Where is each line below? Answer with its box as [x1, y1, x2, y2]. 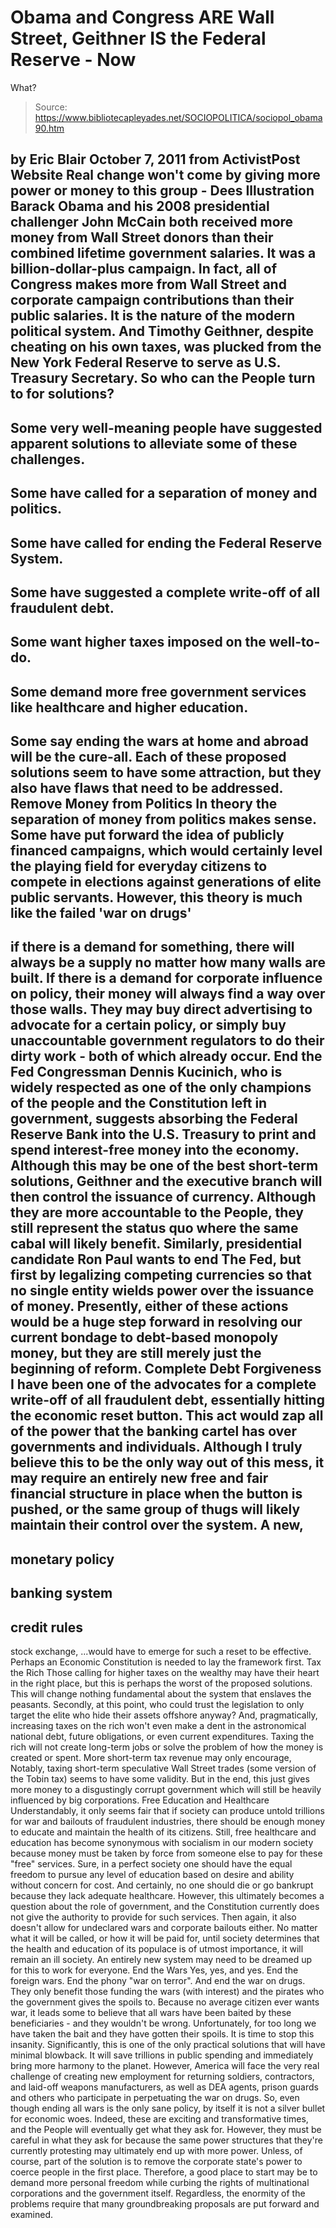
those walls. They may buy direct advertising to [10, 1001, 313, 1018]
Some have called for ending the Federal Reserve [10, 534, 323, 551]
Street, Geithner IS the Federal [10, 27, 267, 50]
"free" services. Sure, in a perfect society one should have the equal [10, 1858, 293, 1870]
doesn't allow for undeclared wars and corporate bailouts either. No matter [10, 1922, 318, 1934]
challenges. [10, 451, 86, 468]
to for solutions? [10, 386, 115, 403]
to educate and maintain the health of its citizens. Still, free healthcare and [10, 1826, 317, 1838]
